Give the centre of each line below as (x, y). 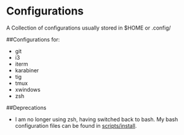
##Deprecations (26, 107)
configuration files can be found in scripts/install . (76, 125)
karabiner (27, 70)
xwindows (28, 89)
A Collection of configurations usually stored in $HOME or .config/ (89, 28)
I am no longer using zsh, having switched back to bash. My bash (96, 119)
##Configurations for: (33, 39)
